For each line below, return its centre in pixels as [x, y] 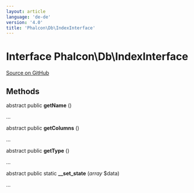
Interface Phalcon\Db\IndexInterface [97, 57]
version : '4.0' [25, 22]
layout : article [26, 11]
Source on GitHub [28, 73]
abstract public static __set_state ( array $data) [63, 173]
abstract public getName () [39, 105]
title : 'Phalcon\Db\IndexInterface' [51, 28]
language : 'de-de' [28, 17]
